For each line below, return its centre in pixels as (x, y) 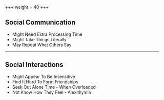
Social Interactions (34, 65)
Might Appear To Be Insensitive (44, 76)
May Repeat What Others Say (42, 45)
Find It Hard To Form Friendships (45, 82)
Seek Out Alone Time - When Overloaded (54, 87)
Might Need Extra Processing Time (47, 34)
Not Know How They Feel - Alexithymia (51, 92)
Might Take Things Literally (39, 39)
